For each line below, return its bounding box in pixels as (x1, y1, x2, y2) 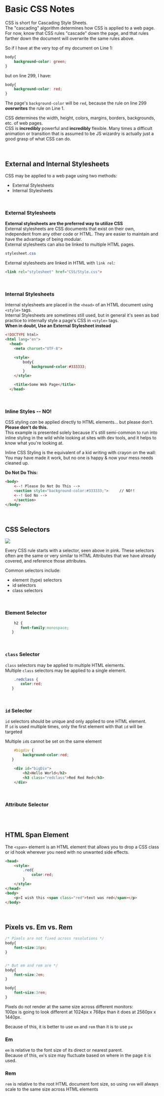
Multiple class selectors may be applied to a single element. (5, 667, 127, 673)
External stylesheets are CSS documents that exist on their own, (5, 226, 135, 232)
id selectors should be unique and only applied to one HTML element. (5, 718, 147, 725)
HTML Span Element (5, 831, 69, 839)
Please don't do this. (5, 425, 48, 431)
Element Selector (5, 609, 47, 616)
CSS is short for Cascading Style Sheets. (5, 20, 88, 26)
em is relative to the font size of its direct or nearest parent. (5, 1047, 123, 1053)
